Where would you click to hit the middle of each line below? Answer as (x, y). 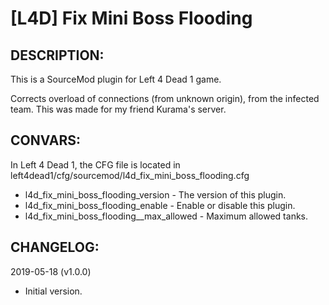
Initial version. (53, 291)
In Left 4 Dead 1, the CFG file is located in (95, 164)
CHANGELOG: (55, 247)
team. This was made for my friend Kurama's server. (118, 109)
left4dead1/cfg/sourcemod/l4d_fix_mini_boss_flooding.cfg (130, 175)
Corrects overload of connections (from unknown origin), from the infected (165, 98)
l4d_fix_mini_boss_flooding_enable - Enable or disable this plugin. (160, 205)
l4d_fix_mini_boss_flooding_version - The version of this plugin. (155, 194)
